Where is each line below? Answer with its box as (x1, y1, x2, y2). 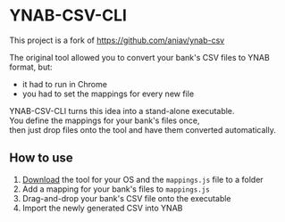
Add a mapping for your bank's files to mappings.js (21, 184, 210, 194)
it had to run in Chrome (21, 78, 107, 89)
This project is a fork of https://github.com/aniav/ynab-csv (9, 35, 225, 45)
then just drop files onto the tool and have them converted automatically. (9, 124, 277, 135)
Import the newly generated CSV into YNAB (21, 202, 183, 213)
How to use (9, 151, 73, 166)
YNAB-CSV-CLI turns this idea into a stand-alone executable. (9, 105, 235, 116)
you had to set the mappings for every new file (21, 88, 195, 99)
